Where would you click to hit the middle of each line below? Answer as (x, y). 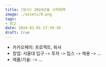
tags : (11, 19)
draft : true (17, 33)
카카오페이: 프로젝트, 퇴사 (37, 47)
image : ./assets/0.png (28, 14)
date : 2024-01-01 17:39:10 (33, 28)
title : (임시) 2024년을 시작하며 (35, 10)
